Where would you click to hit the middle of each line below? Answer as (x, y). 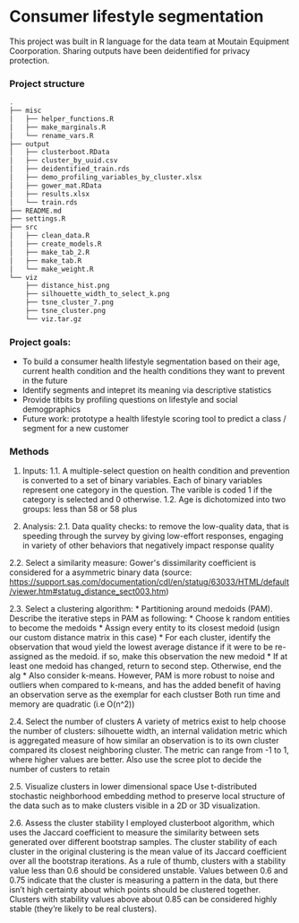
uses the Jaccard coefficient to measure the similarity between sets (134, 832)
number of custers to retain (60, 770)
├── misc (26, 111)
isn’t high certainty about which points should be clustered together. (135, 890)
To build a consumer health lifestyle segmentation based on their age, (151, 361)
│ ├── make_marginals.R (57, 127)
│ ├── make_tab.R (46, 261)
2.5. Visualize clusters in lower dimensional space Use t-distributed (133, 787)
